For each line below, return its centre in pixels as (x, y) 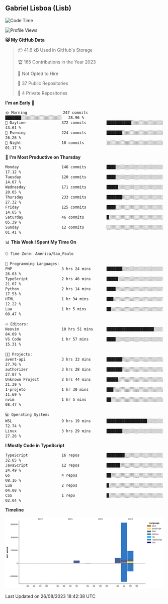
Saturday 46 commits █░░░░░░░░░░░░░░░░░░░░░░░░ (84, 217)
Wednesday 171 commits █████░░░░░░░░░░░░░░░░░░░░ (84, 187)
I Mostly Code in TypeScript (35, 445)
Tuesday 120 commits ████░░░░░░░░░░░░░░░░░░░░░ (84, 177)
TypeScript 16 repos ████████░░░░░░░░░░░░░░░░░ (84, 455)
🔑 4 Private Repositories (43, 93)
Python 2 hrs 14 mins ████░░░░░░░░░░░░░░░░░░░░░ (84, 289)
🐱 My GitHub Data (25, 40)
